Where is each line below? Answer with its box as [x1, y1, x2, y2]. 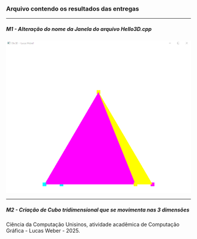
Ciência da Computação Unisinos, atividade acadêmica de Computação [6, 221, 180, 228]
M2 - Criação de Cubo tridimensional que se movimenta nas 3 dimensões [6, 206, 189, 213]
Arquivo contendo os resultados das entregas [6, 5, 140, 13]
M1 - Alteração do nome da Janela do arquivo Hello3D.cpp [6, 25, 152, 32]
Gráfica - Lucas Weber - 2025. [6, 227, 80, 234]
